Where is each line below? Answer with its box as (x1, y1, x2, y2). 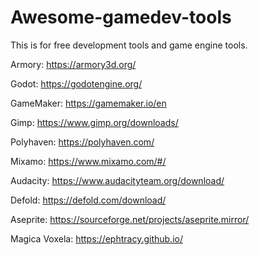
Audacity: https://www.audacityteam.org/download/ (10, 174, 225, 186)
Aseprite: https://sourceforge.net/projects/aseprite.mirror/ (10, 213, 250, 225)
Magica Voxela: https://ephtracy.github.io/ (10, 232, 183, 245)
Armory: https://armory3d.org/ (10, 58, 137, 70)
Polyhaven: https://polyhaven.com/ (10, 136, 155, 148)
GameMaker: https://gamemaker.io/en (10, 97, 167, 109)
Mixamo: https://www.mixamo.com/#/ (10, 155, 167, 167)
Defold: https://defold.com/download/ (10, 194, 167, 206)
